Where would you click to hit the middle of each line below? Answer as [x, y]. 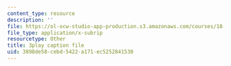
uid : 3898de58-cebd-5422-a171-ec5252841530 [70, 52]
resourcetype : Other [37, 39]
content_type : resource [41, 13]
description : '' [30, 20]
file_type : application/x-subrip [55, 33]
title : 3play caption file [46, 45]
